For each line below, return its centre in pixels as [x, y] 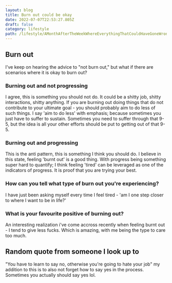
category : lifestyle [27, 29]
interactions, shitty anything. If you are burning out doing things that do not [84, 103]
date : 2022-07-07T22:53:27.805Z [40, 19]
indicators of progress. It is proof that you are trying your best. [71, 170]
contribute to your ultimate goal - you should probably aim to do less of [80, 108]
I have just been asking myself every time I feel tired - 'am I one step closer [84, 195]
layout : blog [19, 10]
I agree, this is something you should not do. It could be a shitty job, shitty [83, 97]
